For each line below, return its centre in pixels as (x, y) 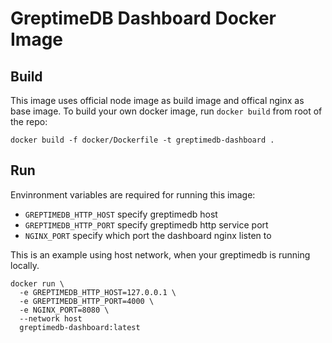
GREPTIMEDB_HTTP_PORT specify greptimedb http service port (146, 224)
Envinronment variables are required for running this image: (133, 194)
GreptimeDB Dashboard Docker (143, 18)
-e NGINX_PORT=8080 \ (64, 310)
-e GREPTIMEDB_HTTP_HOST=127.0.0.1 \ (98, 292)
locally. (25, 265)
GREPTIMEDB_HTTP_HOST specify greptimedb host (121, 214)
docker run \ (37, 283)
